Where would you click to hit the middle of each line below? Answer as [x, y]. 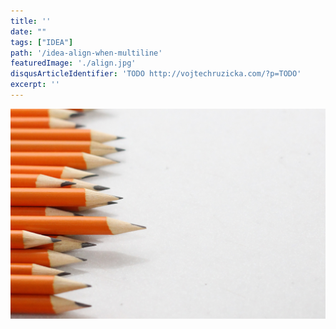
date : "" [28, 31]
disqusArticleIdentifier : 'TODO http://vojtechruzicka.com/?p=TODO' [156, 74]
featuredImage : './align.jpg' [73, 63]
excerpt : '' [35, 85]
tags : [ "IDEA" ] [42, 42]
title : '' [31, 21]
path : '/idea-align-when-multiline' [86, 53]
